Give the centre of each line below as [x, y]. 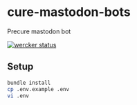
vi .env [18, 96]
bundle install [29, 83]
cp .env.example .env [38, 89]
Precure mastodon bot [39, 31]
